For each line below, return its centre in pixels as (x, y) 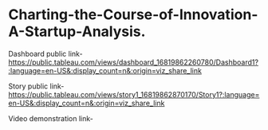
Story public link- (36, 86)
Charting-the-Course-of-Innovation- (133, 15)
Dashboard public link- (45, 53)
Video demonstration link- (51, 118)
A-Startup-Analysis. (77, 32)
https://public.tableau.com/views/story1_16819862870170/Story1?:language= (134, 94)
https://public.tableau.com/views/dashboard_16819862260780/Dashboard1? (134, 62)
